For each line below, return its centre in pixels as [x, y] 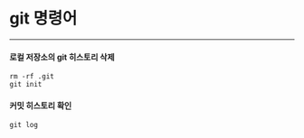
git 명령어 [43, 18]
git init [26, 85]
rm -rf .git [32, 77]
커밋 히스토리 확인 [41, 106]
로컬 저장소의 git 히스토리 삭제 [62, 57]
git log [24, 125]
